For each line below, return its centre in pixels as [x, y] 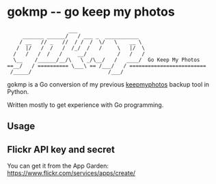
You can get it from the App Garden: [58, 166]
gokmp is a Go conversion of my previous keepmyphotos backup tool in [108, 84]
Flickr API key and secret [61, 150]
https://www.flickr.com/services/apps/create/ [71, 173]
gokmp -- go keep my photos [91, 12]
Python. [18, 91]
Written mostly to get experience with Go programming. [85, 105]
